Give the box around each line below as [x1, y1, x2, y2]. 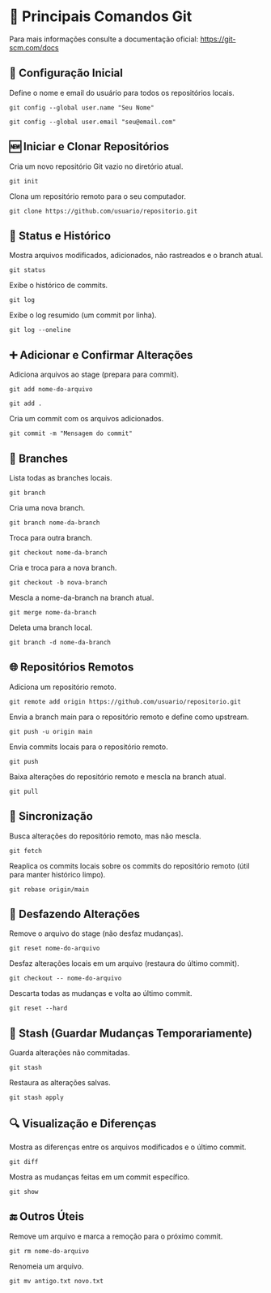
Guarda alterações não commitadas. [9, 1048, 130, 1058]
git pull [9, 787, 39, 795]
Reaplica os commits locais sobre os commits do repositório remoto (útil [9, 860, 250, 871]
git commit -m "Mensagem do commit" [9, 429, 133, 437]
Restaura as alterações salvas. [9, 1078, 112, 1088]
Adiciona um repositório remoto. [9, 682, 116, 692]
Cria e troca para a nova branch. [9, 563, 117, 572]
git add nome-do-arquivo [9, 386, 93, 394]
